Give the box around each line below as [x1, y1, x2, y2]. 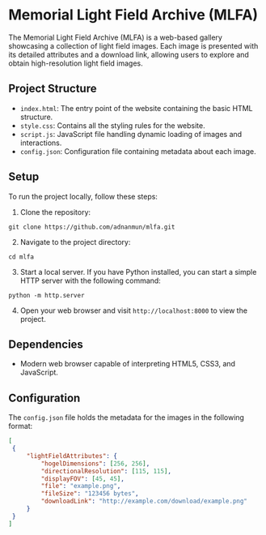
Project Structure [8, 82, 97, 96]
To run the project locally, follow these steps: [8, 191, 158, 201]
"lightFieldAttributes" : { [26, 452, 117, 460]
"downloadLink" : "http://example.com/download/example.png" [40, 497, 248, 506]
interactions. [19, 138, 62, 148]
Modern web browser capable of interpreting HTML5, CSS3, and [19, 359, 236, 369]
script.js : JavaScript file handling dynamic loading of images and [19, 129, 243, 139]
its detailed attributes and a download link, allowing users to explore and [8, 49, 249, 59]
